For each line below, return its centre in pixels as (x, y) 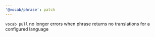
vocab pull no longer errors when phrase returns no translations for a (77, 24)
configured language (27, 29)
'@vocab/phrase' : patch (30, 10)
